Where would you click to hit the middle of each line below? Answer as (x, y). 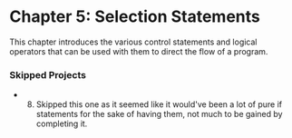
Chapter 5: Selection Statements (135, 17)
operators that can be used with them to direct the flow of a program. (139, 51)
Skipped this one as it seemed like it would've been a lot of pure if (159, 104)
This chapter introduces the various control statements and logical (133, 42)
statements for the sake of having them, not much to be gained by (159, 114)
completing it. (62, 123)
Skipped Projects (48, 74)
